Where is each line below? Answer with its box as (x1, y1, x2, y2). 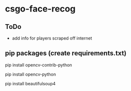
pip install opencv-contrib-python (5, 62, 72, 68)
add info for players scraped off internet (12, 35, 92, 41)
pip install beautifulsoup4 (5, 80, 56, 86)
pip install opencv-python (5, 71, 56, 77)
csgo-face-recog (5, 3, 76, 14)
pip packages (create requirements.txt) (5, 49, 127, 57)
